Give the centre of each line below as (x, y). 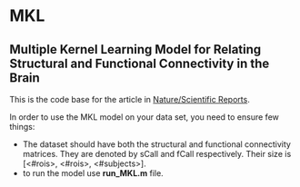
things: (22, 127)
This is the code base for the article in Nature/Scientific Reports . (130, 99)
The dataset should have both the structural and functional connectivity (156, 144)
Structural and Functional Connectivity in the (140, 63)
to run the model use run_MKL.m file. (93, 173)
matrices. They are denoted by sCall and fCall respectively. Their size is (157, 154)
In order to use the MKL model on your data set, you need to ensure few (144, 117)
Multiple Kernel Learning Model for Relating (135, 49)
